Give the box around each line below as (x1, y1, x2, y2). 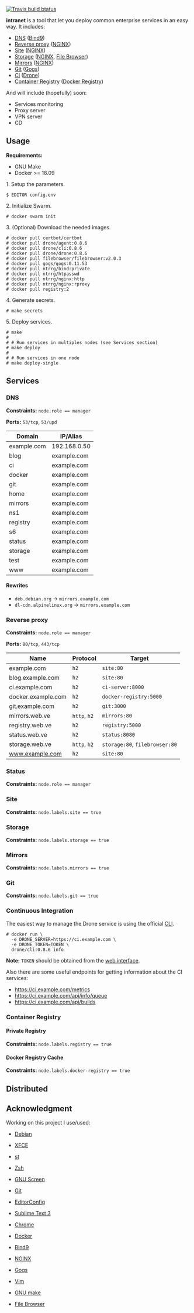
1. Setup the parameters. (6, 180, 65, 187)
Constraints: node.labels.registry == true (6, 1040, 112, 1047)
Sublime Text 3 (14, 1210, 51, 1217)
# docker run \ (6, 931, 43, 937)
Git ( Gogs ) (14, 66, 40, 73)
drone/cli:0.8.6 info (11, 947, 64, 953)
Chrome (14, 1221, 34, 1228)
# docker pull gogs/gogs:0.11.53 (6, 260, 88, 266)
